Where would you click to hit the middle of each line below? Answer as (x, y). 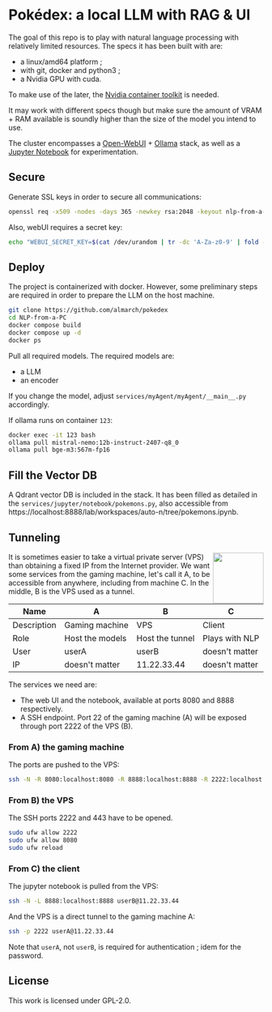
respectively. (41, 709)
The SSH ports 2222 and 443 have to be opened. (91, 818)
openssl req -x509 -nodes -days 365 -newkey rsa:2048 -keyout (115, 211)
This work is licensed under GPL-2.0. (70, 1000)
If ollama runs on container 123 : (61, 420)
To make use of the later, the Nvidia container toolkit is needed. (114, 94)
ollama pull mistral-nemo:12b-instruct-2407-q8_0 (94, 442)
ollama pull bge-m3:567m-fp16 (59, 450)
